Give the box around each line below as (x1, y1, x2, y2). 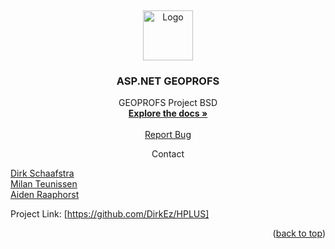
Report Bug (144, 129, 192, 141)
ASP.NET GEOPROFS (116, 74, 220, 88)
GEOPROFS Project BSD (118, 97, 218, 109)
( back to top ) (272, 227, 326, 240)
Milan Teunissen (10, 178, 78, 190)
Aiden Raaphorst (10, 189, 80, 201)
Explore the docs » (128, 107, 208, 120)
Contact (151, 148, 185, 160)
